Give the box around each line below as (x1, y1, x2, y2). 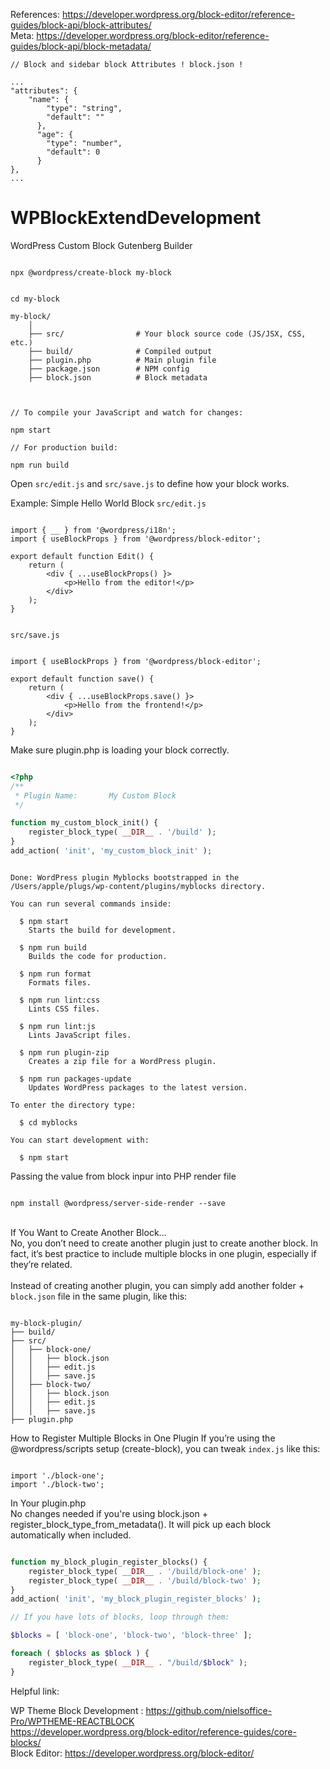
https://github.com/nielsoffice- (145, 1704, 273, 1716)
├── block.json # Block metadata (28, 372, 208, 383)
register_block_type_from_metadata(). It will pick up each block (10, 1518, 272, 1530)
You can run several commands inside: (10, 899, 172, 909)
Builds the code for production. (28, 951, 168, 961)
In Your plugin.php (10, 1497, 87, 1509)
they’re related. (10, 1258, 73, 1270)
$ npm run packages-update (19, 1074, 132, 1084)
